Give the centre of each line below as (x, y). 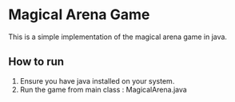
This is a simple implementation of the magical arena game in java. (118, 37)
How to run (36, 62)
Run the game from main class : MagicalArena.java (104, 89)
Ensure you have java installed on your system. (97, 80)
